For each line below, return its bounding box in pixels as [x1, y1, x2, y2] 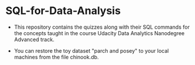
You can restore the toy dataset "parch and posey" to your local [14, 47, 169, 54]
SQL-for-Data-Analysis [5, 4, 121, 18]
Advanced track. [14, 36, 55, 43]
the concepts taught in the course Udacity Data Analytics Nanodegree [14, 29, 185, 36]
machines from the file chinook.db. [14, 53, 99, 60]
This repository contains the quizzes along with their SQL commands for [14, 23, 190, 30]
